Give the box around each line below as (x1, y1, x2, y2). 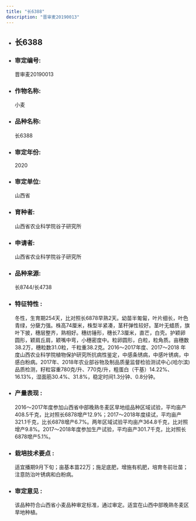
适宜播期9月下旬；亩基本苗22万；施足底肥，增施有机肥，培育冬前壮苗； (14, 463, 188, 470)
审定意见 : (14, 487, 43, 495)
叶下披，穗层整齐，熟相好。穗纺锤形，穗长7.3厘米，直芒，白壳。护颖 (14, 329, 181, 336)
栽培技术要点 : (14, 449, 54, 457)
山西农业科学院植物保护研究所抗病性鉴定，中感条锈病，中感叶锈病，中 (19, 351, 189, 358)
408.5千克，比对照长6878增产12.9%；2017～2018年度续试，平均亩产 (14, 411, 182, 418)
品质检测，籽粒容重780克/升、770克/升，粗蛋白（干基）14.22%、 (14, 365, 173, 373)
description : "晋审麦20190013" (6, 14, 80, 20)
